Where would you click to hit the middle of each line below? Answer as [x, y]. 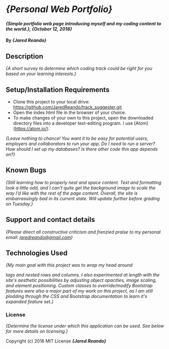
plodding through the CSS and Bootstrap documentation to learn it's [76, 297]
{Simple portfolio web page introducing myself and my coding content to [83, 23]
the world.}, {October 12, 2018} [39, 29]
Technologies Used [36, 253]
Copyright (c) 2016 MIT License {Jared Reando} [56, 341]
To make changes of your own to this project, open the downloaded [83, 118]
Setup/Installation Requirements [58, 90]
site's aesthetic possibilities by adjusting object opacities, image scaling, [81, 280]
